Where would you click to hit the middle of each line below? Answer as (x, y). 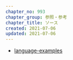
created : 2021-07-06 (31, 28)
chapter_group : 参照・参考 (36, 17)
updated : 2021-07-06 (31, 34)
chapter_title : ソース (32, 23)
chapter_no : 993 (25, 12)
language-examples (38, 50)
